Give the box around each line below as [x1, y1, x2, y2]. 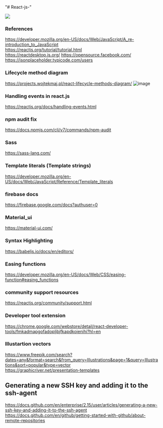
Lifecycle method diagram [5, 69, 68, 76]
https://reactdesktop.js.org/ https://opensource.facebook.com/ [5, 52, 131, 58]
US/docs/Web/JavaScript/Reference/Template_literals [5, 178, 113, 184]
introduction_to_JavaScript [5, 41, 59, 48]
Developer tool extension [5, 312, 66, 319]
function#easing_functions [5, 276, 59, 282]
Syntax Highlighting [5, 237, 54, 244]
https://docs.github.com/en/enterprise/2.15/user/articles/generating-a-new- [5, 402, 158, 408]
